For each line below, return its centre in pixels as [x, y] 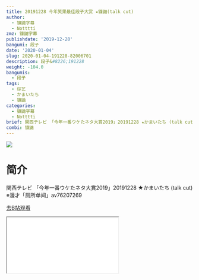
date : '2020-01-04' [30, 51]
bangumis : [18, 73]
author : [16, 17]
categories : [21, 106]
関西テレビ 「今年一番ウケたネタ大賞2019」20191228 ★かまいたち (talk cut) [99, 187]
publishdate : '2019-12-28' [40, 39]
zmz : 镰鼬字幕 [22, 34]
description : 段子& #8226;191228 [45, 61]
